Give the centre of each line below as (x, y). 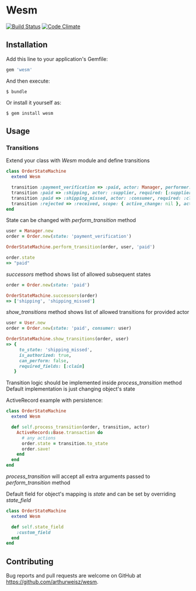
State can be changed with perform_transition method (71, 220)
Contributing (30, 561)
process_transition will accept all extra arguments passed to (78, 476)
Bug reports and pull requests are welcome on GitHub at (74, 576)
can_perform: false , (44, 361)
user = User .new (26, 323)
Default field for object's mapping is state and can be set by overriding (91, 494)
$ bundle (17, 91)
